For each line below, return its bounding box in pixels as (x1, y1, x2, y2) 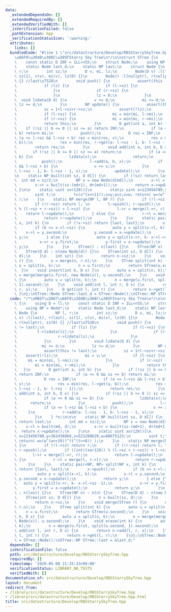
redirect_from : (5, 585, 38, 590)
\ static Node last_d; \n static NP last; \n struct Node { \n (14, 64, 165, 69)
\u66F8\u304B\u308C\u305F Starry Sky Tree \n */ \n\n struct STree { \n (14, 54, 158, 60)
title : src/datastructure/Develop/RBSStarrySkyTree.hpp (5, 599, 126, 604)
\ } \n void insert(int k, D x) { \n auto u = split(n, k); (14, 268, 165, 273)
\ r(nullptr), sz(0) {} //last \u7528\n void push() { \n (14, 320, 152, 325)
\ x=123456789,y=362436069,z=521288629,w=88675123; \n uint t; (14, 433, 165, 438)
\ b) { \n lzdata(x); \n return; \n (14, 154, 154, 159)
